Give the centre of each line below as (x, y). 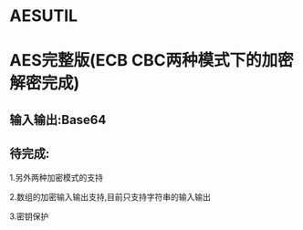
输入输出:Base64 (58, 120)
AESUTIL (44, 16)
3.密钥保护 (29, 216)
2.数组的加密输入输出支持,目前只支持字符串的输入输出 (110, 196)
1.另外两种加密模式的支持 (56, 177)
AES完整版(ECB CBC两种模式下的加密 (151, 61)
